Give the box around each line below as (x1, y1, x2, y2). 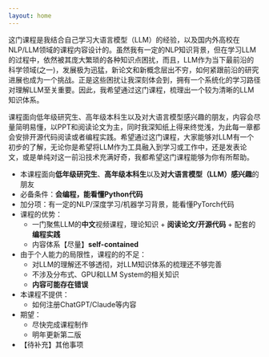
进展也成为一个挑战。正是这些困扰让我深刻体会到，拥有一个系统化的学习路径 (8, 75, 261, 84)
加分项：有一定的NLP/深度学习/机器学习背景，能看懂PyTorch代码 (19, 199, 235, 209)
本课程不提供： (19, 290, 70, 299)
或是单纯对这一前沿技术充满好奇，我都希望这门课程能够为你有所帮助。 (22, 152, 254, 161)
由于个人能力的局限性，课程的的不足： (19, 249, 147, 259)
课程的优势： (19, 209, 62, 219)
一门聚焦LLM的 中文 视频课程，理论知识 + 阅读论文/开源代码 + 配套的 (31, 219, 256, 229)
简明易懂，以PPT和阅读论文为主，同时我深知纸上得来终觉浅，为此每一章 (14, 122, 254, 132)
